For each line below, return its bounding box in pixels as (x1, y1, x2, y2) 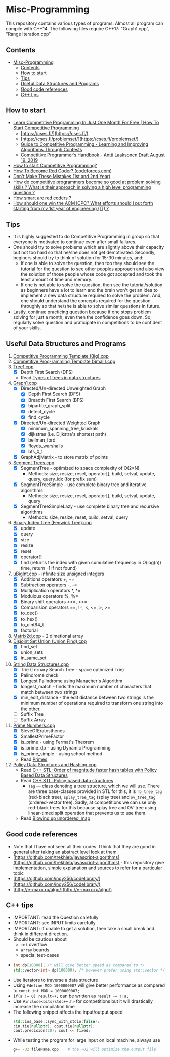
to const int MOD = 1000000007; (13, 987, 80, 993)
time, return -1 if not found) (20, 565, 77, 571)
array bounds (20, 947, 50, 953)
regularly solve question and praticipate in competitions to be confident (13, 320, 162, 326)
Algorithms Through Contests (20, 146, 82, 152)
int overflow (20, 941, 48, 947)
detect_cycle (28, 408, 55, 414)
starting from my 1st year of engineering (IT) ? (13, 205, 109, 211)
